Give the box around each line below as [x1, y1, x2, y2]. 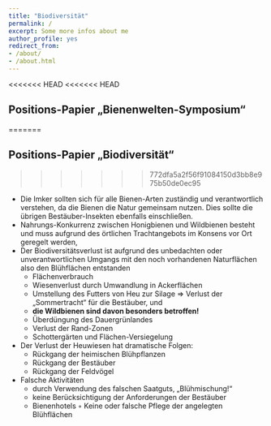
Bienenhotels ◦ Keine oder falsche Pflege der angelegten [32, 401, 223, 411]
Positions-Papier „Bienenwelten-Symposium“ [8, 103, 246, 117]
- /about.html [8, 58, 57, 66]
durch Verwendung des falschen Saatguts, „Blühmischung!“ [32, 383, 233, 394]
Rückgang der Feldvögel [32, 366, 114, 376]
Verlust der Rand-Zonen [32, 323, 114, 333]
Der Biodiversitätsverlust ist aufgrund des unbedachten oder [19, 245, 223, 256]
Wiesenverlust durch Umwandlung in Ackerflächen [32, 280, 203, 290]
